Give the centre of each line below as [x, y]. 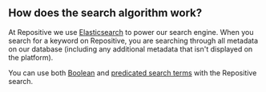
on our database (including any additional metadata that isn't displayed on [131, 49]
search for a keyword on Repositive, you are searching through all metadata [133, 40]
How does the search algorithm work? [105, 13]
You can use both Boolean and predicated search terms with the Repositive [133, 73]
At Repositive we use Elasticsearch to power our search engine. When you [131, 32]
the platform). [31, 57]
